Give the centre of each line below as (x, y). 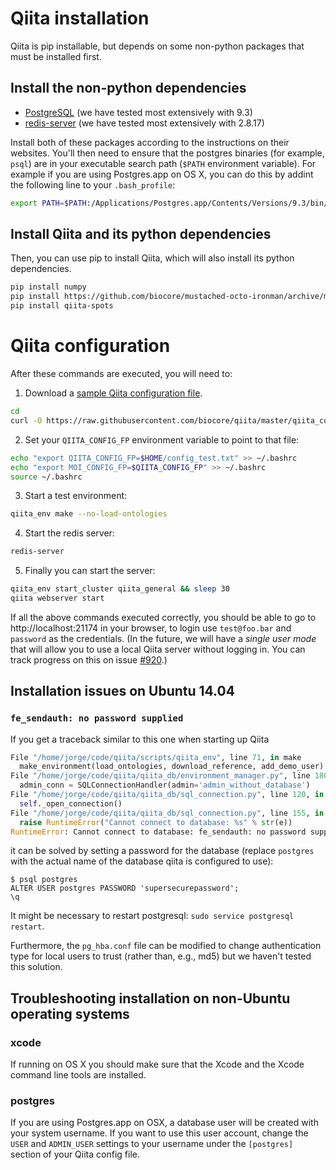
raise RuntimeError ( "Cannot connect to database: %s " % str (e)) (156, 822)
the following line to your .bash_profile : (93, 184)
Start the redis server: (69, 533)
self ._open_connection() (71, 803)
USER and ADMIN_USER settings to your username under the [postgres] (152, 1144)
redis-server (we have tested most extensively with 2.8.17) (144, 123)
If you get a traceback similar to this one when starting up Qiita (140, 739)
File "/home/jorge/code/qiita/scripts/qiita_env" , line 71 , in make (156, 757)
